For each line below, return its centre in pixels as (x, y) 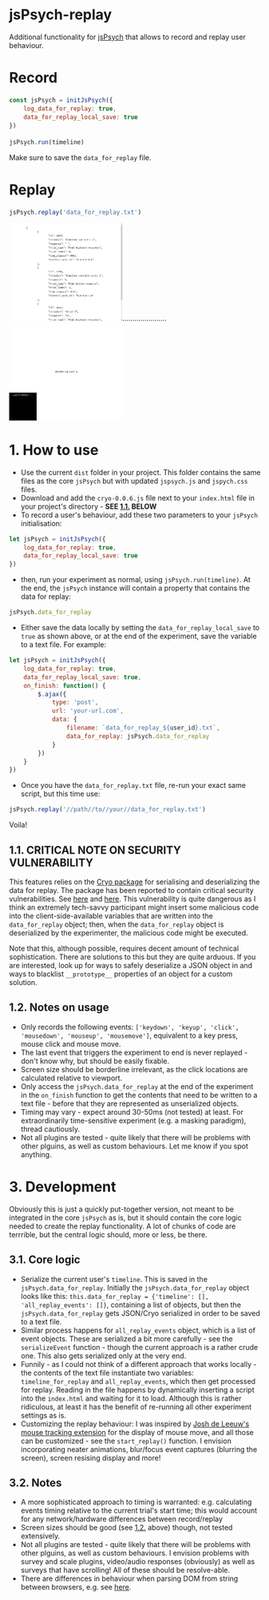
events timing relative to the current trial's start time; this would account (139, 1510)
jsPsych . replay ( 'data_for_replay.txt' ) (75, 213)
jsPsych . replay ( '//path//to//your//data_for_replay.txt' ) (107, 810)
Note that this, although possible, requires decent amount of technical (124, 948)
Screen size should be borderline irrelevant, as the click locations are (134, 1069)
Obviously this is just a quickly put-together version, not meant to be (122, 1209)
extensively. (40, 1536)
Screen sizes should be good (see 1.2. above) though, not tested (127, 1528)
